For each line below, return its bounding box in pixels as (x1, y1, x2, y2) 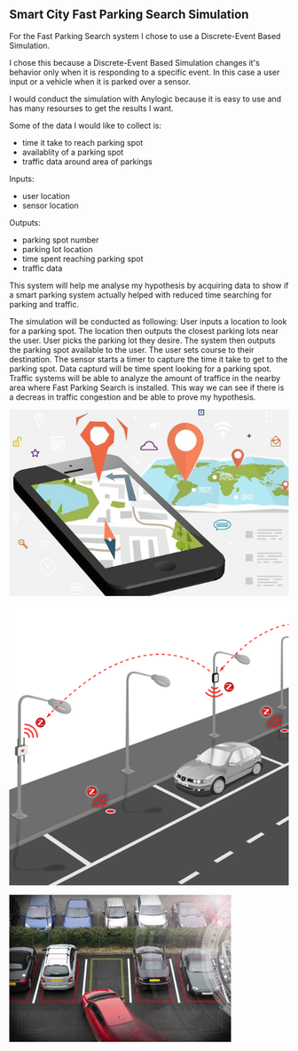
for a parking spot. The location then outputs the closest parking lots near (9, 325, 279, 336)
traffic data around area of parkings (21, 155, 153, 167)
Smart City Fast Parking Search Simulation (9, 7, 249, 22)
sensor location (21, 200, 80, 211)
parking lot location (21, 243, 93, 254)
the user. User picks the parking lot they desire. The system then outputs (9, 335, 276, 346)
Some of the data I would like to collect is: (9, 120, 162, 131)
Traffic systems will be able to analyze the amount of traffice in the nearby (9, 372, 281, 383)
